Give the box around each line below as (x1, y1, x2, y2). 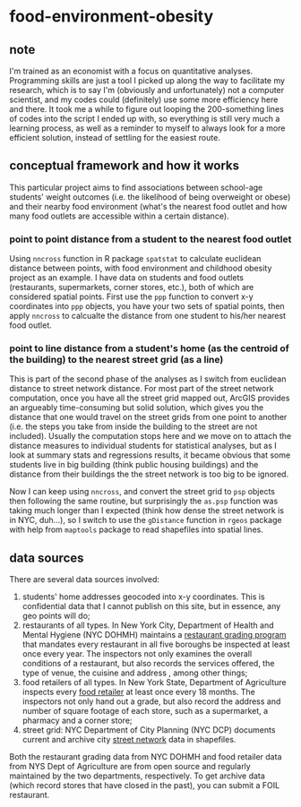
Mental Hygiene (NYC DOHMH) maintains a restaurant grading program (21, 630, 287, 640)
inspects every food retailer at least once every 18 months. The (21, 687, 255, 698)
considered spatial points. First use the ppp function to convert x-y (9, 291, 254, 302)
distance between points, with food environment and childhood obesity (9, 262, 272, 274)
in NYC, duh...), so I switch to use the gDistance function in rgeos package (9, 515, 282, 526)
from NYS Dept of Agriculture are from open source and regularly (9, 761, 251, 772)
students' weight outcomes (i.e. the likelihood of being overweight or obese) (9, 191, 291, 202)
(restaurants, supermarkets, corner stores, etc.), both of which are (9, 282, 254, 293)
